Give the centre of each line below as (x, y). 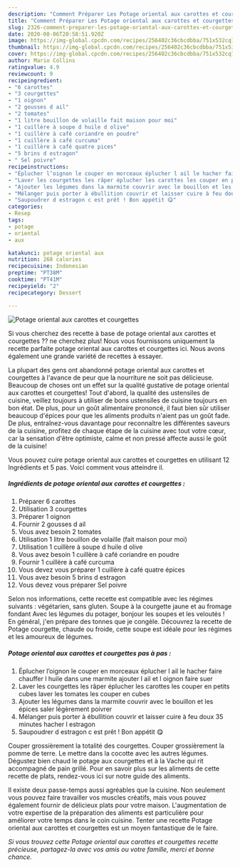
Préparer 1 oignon (44, 517)
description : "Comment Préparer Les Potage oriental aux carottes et (114, 14)
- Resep (20, 214)
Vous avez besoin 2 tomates (60, 532)
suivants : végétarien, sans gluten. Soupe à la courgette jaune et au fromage (120, 606)
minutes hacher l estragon (57, 724)
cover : (18, 54)
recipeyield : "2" (34, 286)
